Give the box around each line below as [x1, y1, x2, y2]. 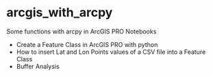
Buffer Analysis [16, 62, 60, 70]
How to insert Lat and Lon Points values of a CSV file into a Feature [16, 48, 206, 56]
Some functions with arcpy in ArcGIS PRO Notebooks [6, 27, 157, 35]
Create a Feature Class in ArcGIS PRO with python [16, 40, 158, 48]
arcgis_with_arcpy [6, 5, 113, 20]
